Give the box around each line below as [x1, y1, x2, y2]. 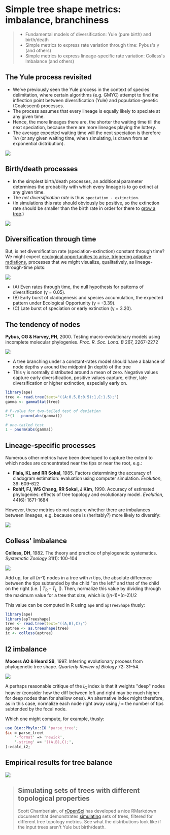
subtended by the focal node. [5, 705, 67, 712]
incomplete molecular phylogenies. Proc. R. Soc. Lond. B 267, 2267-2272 [5, 339, 158, 345]
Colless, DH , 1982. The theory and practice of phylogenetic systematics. [5, 550, 157, 556]
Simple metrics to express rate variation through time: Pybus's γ [25, 42, 159, 48]
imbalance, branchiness [5, 14, 109, 26]
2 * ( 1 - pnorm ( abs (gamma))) [5, 413, 62, 418]
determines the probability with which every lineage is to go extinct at [12, 183, 159, 190]
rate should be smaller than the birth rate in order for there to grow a [12, 205, 156, 211]
